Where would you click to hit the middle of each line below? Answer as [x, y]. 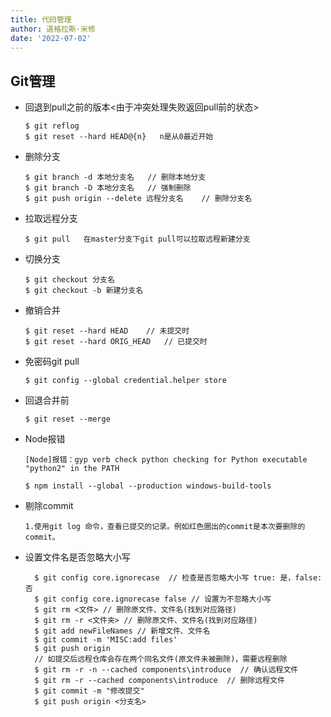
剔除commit [49, 506]
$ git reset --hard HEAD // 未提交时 [107, 331]
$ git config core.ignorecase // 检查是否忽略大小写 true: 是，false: [178, 578]
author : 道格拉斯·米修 [53, 29]
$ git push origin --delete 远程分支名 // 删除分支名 [138, 199]
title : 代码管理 [41, 19]
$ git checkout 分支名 [69, 280]
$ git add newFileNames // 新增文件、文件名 [122, 631]
